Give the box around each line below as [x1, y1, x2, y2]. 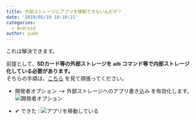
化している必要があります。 [6, 67, 74, 74]
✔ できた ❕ [14, 108, 40, 115]
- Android [11, 25, 36, 31]
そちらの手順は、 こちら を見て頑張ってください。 [6, 75, 127, 82]
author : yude [6, 31, 39, 37]
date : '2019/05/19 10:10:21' [6, 14, 78, 20]
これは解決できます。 [6, 48, 58, 55]
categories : [6, 20, 36, 25]
